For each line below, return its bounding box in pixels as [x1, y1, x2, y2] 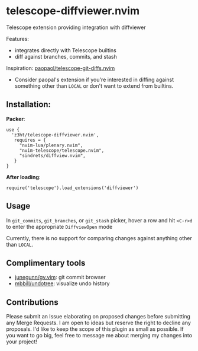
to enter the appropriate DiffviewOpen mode [6, 223, 113, 230]
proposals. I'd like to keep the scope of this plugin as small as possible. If [6, 326, 184, 333]
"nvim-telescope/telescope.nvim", [19, 147, 105, 154]
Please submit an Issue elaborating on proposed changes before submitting [6, 313, 191, 320]
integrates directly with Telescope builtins [14, 46, 116, 54]
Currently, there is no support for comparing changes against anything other [6, 234, 192, 241]
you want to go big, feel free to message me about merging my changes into [6, 332, 193, 339]
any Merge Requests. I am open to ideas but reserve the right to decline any [6, 319, 191, 327]
